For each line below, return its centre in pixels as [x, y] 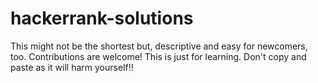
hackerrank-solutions [102, 18]
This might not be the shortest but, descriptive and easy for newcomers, [159, 46]
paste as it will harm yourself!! [72, 67]
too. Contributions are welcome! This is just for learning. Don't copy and [158, 56]
